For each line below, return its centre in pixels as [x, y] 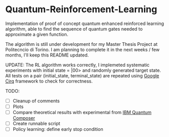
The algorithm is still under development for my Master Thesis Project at [81, 44]
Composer [24, 118]
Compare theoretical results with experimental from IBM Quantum [82, 113]
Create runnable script [36, 124]
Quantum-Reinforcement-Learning [81, 9]
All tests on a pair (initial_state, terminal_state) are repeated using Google [82, 75]
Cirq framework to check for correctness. [49, 81]
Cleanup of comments [36, 101]
